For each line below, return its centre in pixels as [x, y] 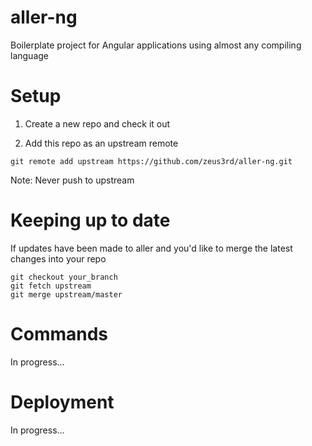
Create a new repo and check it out [97, 123]
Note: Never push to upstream [72, 180]
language [29, 55]
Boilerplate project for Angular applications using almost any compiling [156, 45]
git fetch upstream [51, 286]
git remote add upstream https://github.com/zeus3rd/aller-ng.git [151, 161]
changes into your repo [58, 258]
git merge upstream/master [66, 294]
